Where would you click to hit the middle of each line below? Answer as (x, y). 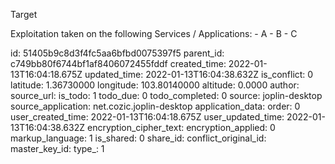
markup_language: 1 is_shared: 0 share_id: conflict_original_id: (138, 138)
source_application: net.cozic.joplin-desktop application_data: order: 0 (155, 106)
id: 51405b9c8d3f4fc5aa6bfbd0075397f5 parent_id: (117, 53)
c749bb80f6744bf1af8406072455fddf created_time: (118, 63)
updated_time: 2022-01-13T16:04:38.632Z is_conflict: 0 (199, 74)
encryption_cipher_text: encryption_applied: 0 (181, 127)
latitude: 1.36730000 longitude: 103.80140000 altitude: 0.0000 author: (155, 85)
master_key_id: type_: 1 (57, 148)
